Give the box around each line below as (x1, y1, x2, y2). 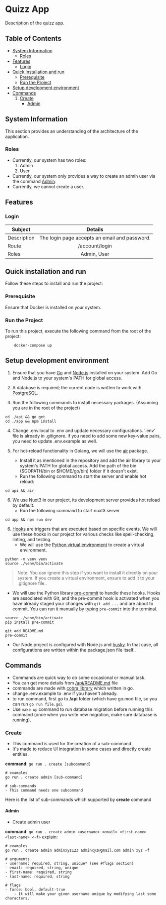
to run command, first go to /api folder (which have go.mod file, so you (12, 695, 158, 701)
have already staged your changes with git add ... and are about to (12, 600, 154, 606)
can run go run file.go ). (12, 701, 63, 707)
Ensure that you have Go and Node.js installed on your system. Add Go (12, 369, 158, 375)
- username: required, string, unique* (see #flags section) (5, 861, 134, 866)
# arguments (5, 857, 30, 862)
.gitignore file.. (17, 580, 47, 586)
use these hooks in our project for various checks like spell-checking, (12, 531, 155, 537)
